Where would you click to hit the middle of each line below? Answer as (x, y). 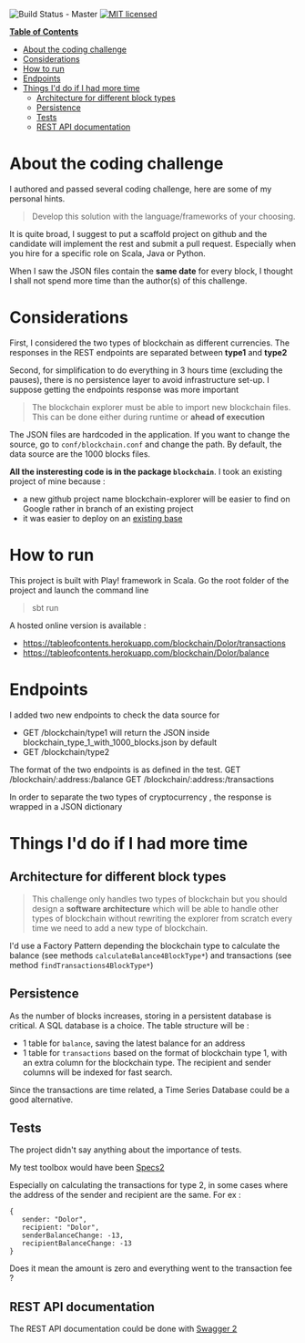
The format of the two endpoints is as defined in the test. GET (125, 770)
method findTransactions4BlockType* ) (81, 965)
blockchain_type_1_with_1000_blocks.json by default (120, 742)
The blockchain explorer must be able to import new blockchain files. (161, 407)
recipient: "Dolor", (61, 1228)
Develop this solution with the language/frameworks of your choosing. (163, 216)
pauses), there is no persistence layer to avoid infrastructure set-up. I (140, 379)
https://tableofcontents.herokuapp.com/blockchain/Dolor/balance (146, 653)
